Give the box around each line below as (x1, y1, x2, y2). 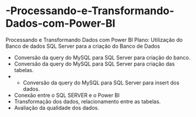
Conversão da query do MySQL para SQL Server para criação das (14, 60, 175, 67)
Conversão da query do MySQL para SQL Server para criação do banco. (14, 54, 191, 61)
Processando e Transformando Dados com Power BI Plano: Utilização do (5, 36, 183, 43)
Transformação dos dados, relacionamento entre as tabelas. (14, 97, 161, 105)
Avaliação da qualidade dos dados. (14, 104, 100, 111)
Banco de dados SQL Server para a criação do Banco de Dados (5, 43, 161, 50)
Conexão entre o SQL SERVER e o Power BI (14, 92, 120, 99)
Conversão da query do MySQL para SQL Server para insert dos (22, 79, 179, 86)
